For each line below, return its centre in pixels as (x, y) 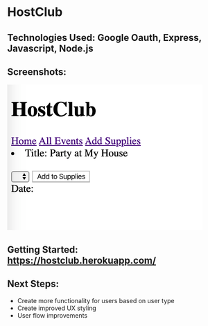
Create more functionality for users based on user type (96, 300)
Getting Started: (43, 250)
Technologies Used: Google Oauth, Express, (105, 38)
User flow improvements (52, 315)
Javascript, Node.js (50, 48)
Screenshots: (37, 72)
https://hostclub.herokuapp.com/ (82, 260)
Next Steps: (33, 284)
